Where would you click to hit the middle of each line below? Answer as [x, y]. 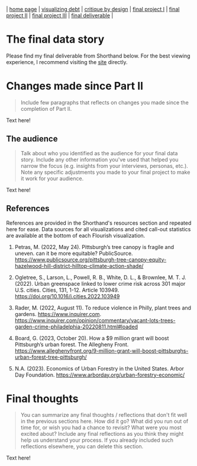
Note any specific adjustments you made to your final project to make [105, 172]
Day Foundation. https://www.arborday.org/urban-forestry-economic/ [100, 375]
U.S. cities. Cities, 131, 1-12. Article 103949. [67, 290]
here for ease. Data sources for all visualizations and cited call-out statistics [98, 229]
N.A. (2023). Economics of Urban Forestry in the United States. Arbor [99, 368]
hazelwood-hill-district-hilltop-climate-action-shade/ [79, 266]
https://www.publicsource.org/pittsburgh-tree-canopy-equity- [91, 259]
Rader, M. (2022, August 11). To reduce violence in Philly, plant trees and [103, 308]
